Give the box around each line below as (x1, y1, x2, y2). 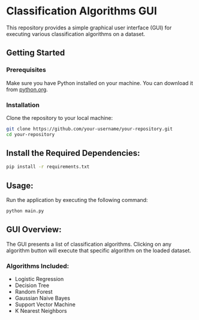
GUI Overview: (6, 225, 62, 235)
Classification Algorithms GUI (6, 4, 158, 18)
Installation (6, 101, 40, 109)
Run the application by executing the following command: (6, 197, 148, 204)
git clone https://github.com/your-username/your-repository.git (6, 126, 173, 132)
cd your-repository (6, 131, 55, 137)
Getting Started (6, 48, 65, 58)
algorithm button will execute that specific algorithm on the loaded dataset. (6, 247, 192, 254)
